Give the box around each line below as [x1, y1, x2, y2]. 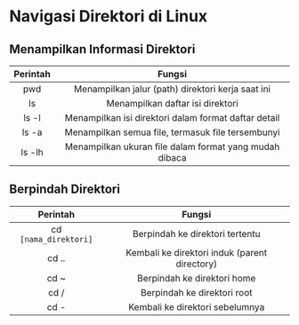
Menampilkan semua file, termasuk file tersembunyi [64, 126, 280, 139]
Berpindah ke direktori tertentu [132, 227, 261, 240]
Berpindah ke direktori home [137, 272, 256, 284]
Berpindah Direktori [9, 182, 120, 197]
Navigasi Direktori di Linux [9, 6, 208, 27]
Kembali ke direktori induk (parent [125, 246, 268, 258]
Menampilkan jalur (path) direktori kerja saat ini [74, 83, 271, 95]
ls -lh [20, 147, 44, 158]
